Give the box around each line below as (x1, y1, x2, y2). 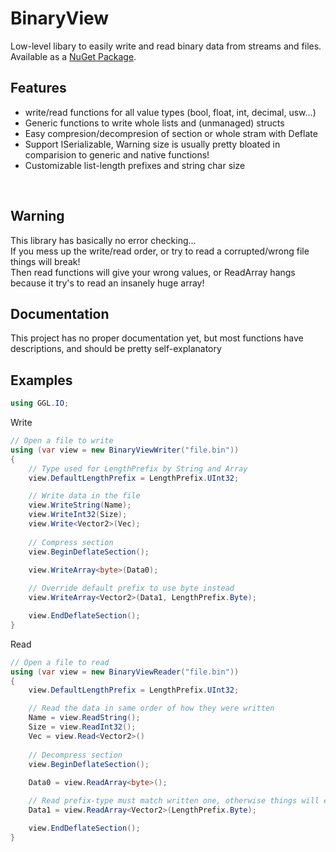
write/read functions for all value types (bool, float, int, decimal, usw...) (24, 106, 317, 118)
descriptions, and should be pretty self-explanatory (10, 343, 222, 355)
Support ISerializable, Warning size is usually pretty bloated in (24, 138, 281, 150)
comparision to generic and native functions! (24, 148, 210, 161)
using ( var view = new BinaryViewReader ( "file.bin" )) (10, 667, 240, 677)
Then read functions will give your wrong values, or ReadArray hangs (10, 266, 296, 278)
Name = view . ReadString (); (28, 713, 141, 723)
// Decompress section (28, 750, 123, 760)
